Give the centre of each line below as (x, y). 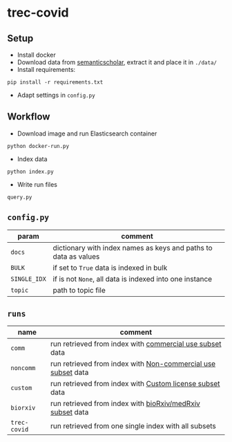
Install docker (37, 55)
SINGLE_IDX (28, 279)
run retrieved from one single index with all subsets (133, 426)
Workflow (29, 117)
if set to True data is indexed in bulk (110, 268)
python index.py (30, 172)
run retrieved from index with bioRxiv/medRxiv (125, 404)
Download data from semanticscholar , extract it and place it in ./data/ (117, 62)
